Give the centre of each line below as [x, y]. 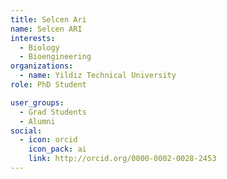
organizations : [42, 66]
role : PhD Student [48, 85]
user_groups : [37, 102]
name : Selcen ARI [46, 29]
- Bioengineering [55, 57]
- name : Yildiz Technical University [98, 76]
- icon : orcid [48, 140]
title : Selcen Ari [48, 19]
